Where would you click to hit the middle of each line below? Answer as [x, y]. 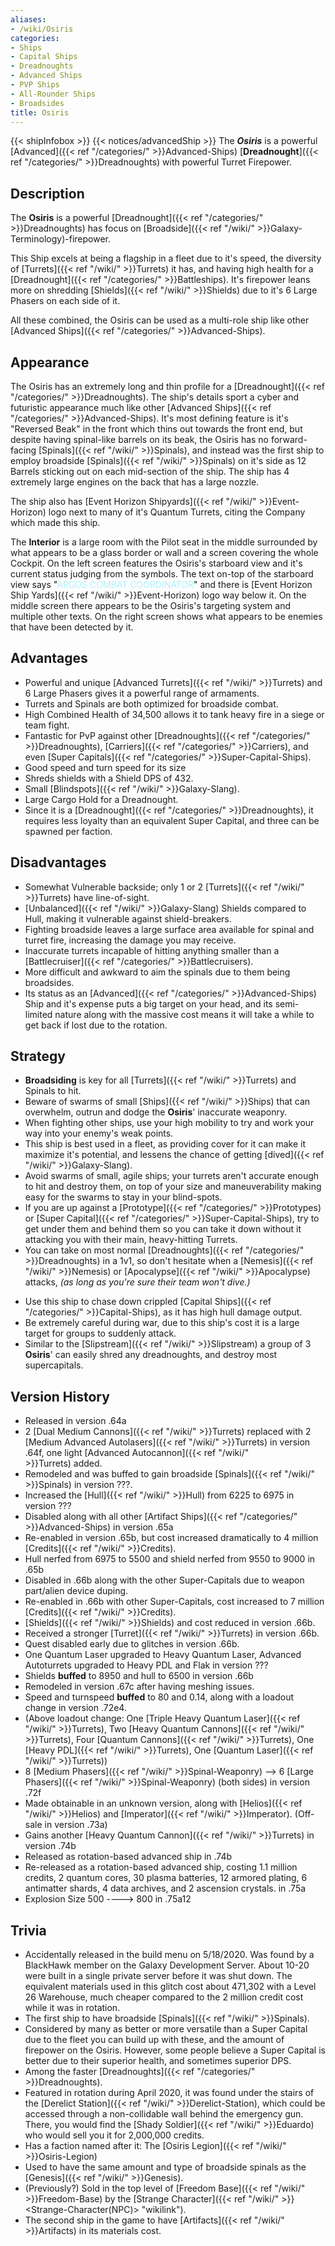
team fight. [47, 725]
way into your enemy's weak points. [99, 1133]
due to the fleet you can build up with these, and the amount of [154, 2040]
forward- [289, 439]
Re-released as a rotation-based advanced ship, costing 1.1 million [161, 1867]
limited [38, 1014]
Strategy [38, 1056]
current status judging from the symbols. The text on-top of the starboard [162, 574]
